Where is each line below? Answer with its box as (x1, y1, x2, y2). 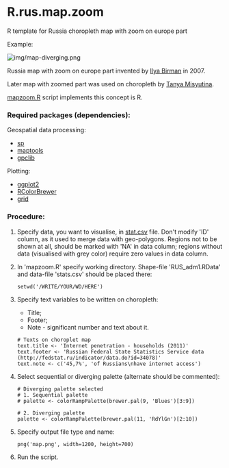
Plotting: (7, 167, 31, 175)
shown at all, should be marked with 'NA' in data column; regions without (16, 242, 223, 250)
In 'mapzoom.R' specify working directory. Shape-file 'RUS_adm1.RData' (16, 262, 221, 271)
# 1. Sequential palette (16, 391, 88, 398)
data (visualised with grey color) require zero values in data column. (16, 249, 208, 258)
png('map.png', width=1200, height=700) (16, 441, 134, 447)
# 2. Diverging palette (16, 409, 85, 417)
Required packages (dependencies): (7, 110, 131, 120)
